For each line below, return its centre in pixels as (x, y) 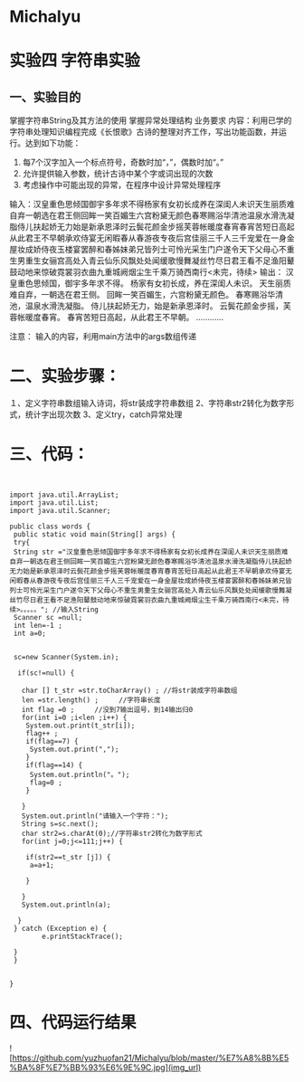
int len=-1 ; (38, 626)
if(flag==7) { (52, 742)
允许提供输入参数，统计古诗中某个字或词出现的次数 (118, 174)
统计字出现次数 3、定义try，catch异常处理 (104, 414)
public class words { (50, 527)
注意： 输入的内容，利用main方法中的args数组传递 (103, 337)
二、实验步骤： (65, 376)
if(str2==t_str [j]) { (68, 858)
